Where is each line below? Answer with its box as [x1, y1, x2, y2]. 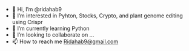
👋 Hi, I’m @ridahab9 [12, 6, 62, 13]
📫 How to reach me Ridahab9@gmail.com [12, 38, 119, 45]
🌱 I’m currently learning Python [12, 25, 90, 32]
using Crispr [12, 19, 43, 25]
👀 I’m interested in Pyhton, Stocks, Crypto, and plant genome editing [12, 12, 183, 19]
